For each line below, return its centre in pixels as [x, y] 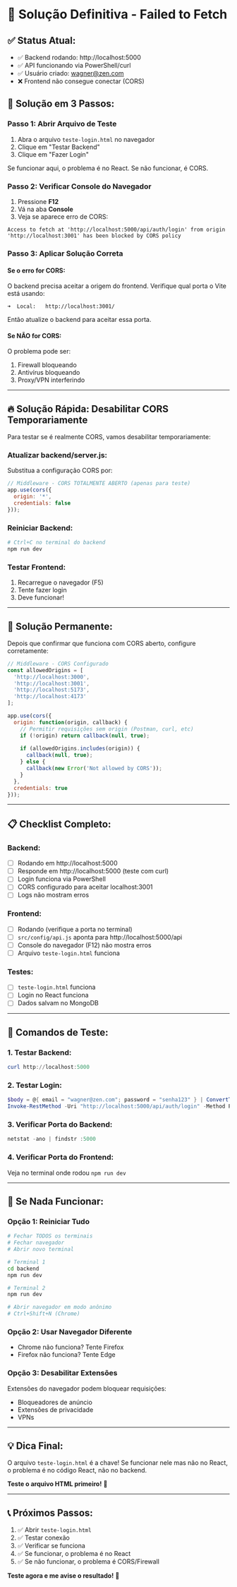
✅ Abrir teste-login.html [54, 1530]
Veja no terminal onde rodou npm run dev [67, 1173]
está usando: [26, 294]
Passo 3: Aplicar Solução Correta [65, 253]
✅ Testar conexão [44, 1538]
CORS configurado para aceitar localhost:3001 [85, 887]
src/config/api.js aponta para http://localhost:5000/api [100, 937]
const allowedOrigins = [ [45, 670]
